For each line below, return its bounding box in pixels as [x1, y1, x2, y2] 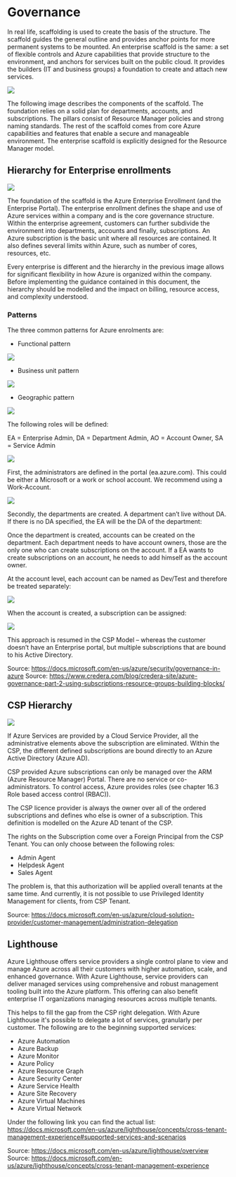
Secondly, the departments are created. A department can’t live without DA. [7, 510, 227, 518]
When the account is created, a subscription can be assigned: [7, 609, 187, 617]
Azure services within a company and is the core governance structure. [7, 211, 214, 220]
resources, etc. [7, 248, 51, 257]
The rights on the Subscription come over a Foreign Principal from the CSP [7, 832, 223, 841]
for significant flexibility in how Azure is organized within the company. [7, 270, 212, 278]
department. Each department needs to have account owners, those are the [7, 539, 227, 547]
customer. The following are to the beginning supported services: [7, 1023, 197, 1031]
